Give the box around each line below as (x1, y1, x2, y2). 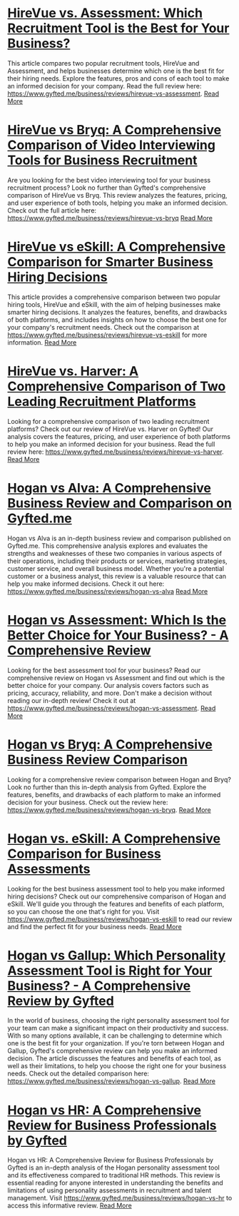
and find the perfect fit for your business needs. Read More (7, 922, 182, 931)
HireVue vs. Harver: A (7, 363, 139, 379)
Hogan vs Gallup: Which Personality (7, 947, 226, 963)
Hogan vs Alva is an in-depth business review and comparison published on (7, 534, 231, 542)
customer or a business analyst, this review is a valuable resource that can (7, 572, 227, 580)
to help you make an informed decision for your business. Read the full (7, 440, 215, 448)
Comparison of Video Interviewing (7, 137, 216, 153)
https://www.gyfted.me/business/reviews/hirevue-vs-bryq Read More (7, 213, 213, 222)
